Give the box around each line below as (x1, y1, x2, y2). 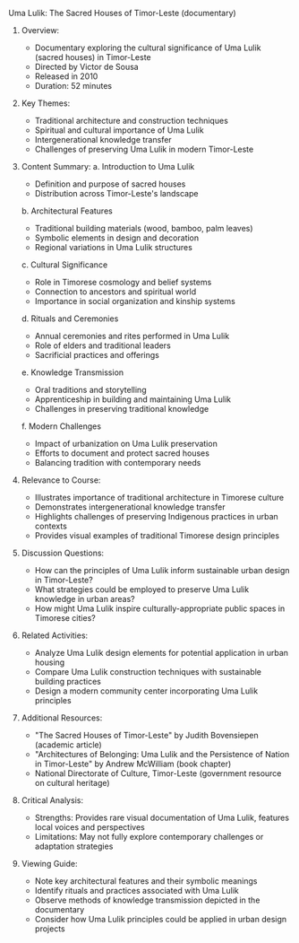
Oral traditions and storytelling (34, 385, 147, 395)
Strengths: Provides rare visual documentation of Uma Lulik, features (34, 812, 290, 823)
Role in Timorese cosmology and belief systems (34, 277, 212, 287)
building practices (34, 677, 102, 686)
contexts (34, 520, 68, 531)
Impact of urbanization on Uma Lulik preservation (34, 439, 218, 449)
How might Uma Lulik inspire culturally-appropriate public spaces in (34, 603, 286, 614)
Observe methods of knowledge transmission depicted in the (34, 895, 261, 905)
